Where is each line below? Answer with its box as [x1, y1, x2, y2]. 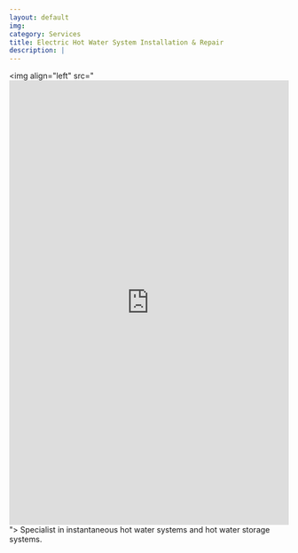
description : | [9, 46, 66, 55]
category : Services [9, 29, 82, 38]
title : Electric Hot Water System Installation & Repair [9, 37, 224, 47]
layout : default [9, 12, 69, 22]
